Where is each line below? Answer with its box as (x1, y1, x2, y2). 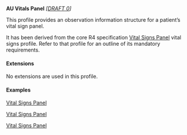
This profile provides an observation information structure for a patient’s (6, 16, 181, 23)
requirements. (6, 46, 40, 53)
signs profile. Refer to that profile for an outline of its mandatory (6, 41, 161, 47)
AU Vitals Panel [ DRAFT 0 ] (6, 5, 72, 12)
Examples (6, 86, 31, 93)
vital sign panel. (6, 23, 45, 29)
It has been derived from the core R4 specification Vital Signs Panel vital (6, 34, 181, 41)
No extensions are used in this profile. (6, 73, 98, 80)
